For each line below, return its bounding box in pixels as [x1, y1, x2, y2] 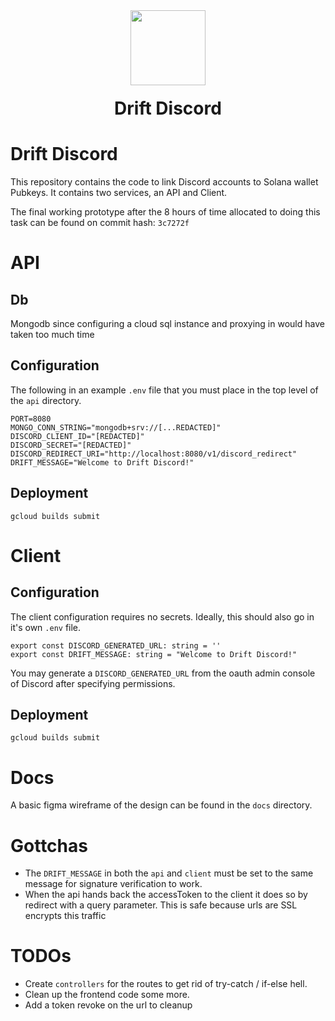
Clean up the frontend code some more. [24, 989, 190, 1001]
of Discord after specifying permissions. [10, 677, 176, 689]
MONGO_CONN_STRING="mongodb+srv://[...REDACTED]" [10, 422, 222, 433]
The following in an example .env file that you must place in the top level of [10, 384, 319, 396]
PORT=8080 [10, 414, 52, 424]
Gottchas [10, 834, 88, 857]
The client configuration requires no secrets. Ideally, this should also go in [10, 610, 315, 623]
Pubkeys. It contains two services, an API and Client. [10, 186, 228, 198]
